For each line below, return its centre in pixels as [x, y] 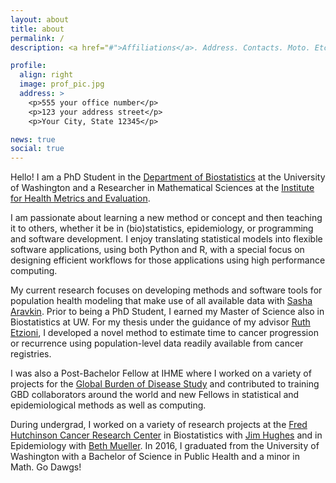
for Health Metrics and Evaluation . [80, 198]
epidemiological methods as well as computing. [108, 405]
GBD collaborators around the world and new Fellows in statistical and [155, 395]
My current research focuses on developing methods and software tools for [166, 290]
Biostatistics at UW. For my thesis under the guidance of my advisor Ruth [160, 322]
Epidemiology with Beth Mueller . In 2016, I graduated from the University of [165, 446]
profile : [28, 66]
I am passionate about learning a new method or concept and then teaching [166, 218]
